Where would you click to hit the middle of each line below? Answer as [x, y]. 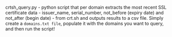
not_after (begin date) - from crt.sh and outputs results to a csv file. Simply [84, 18]
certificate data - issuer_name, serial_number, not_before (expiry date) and [85, 13]
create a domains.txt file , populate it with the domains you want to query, [85, 23]
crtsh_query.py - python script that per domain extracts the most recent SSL [86, 7]
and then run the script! [30, 29]
